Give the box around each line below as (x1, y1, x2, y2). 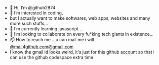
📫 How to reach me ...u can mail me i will (9, 37, 94, 42)
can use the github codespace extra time (9, 55, 94, 60)
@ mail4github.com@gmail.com (9, 44, 74, 50)
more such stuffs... (9, 20, 48, 26)
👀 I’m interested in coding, (9, 10, 63, 16)
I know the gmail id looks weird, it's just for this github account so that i (9, 49, 155, 55)
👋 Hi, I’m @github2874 (9, 5, 56, 10)
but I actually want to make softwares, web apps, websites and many (9, 15, 151, 21)
